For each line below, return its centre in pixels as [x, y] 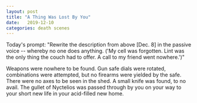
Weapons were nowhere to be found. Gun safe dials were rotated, [86, 69]
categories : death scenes [38, 28]
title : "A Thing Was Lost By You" [49, 17]
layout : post [22, 11]
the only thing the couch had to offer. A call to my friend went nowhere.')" [95, 57]
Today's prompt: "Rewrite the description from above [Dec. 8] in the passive [99, 45]
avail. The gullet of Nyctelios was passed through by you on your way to [94, 87]
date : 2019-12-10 [30, 22]
